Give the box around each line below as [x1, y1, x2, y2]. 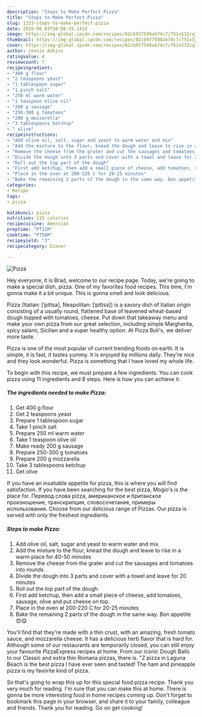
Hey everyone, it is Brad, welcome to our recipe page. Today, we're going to [7, 276, 195, 284]
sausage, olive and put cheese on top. [15, 598, 110, 605]
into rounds [15, 566, 44, 573]
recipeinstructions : [7, 132, 59, 138]
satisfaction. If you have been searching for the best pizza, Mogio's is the [7, 486, 188, 493]
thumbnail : [7, 37, 34, 43]
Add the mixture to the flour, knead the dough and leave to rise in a [15, 547, 182, 554]
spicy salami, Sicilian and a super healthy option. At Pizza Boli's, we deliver [7, 326, 192, 334]
